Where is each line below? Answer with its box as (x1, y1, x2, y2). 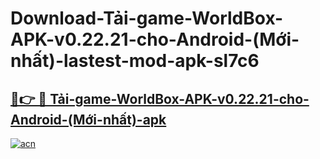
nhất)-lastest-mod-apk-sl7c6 (10, 50, 260, 72)
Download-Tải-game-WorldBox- (10, 7, 284, 30)
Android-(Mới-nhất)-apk (10, 111, 167, 128)
